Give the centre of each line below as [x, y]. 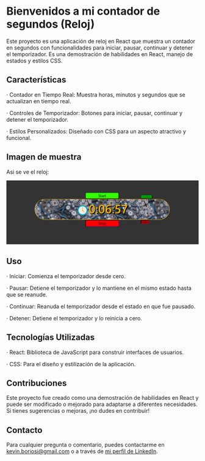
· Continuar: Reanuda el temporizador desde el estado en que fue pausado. [101, 306]
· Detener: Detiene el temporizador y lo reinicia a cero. [74, 318]
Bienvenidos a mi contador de [83, 11]
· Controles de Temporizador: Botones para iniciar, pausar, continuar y [95, 113]
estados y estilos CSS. [34, 61]
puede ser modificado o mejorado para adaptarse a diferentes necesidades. [102, 404]
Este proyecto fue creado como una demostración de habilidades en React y [103, 398]
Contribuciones [37, 383]
